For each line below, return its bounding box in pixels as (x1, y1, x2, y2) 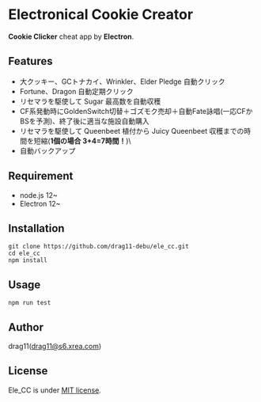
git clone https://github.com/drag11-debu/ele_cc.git (8, 243, 190, 251)
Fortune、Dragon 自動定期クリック (19, 86, 134, 96)
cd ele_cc (8, 249, 41, 258)
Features (8, 55, 53, 68)
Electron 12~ (19, 199, 61, 208)
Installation (8, 222, 65, 235)
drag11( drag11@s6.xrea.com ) (8, 342, 102, 351)
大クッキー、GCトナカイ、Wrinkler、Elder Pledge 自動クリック (19, 77, 225, 86)
